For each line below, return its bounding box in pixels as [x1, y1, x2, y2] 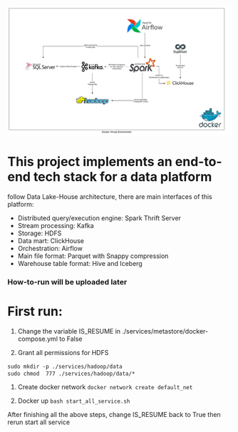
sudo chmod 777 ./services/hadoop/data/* [7, 370, 135, 377]
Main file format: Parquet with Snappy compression [17, 252, 169, 260]
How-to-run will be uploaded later [7, 277, 128, 287]
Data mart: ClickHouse [17, 236, 84, 245]
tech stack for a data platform [33, 169, 212, 185]
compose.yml [17, 334, 58, 343]
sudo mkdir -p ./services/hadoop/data [7, 363, 123, 370]
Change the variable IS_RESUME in [17, 326, 121, 335]
